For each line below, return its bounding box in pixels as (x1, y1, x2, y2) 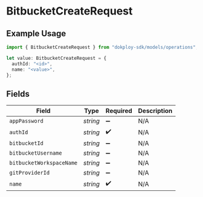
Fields (6, 89, 30, 99)
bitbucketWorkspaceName (9, 160, 78, 167)
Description (138, 107, 173, 115)
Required (105, 107, 133, 115)
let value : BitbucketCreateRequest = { (6, 55, 107, 61)
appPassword (9, 118, 44, 124)
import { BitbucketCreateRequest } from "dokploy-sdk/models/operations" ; (6, 44, 199, 50)
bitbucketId (9, 140, 44, 147)
